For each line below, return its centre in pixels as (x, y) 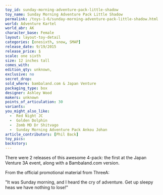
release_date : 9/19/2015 (31, 47)
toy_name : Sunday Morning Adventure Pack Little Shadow (64, 14)
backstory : (16, 144)
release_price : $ (23, 51)
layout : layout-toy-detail (33, 38)
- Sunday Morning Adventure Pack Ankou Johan (58, 130)
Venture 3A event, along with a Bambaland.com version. (62, 163)
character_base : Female (30, 33)
